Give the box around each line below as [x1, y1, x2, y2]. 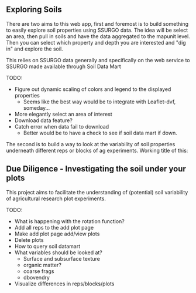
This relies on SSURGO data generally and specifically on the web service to [6, 56, 190, 63]
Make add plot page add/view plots [14, 230, 100, 237]
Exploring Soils [6, 5, 63, 15]
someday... [23, 104, 50, 111]
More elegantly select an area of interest [14, 110, 112, 117]
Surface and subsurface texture [23, 255, 101, 262]
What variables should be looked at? [14, 249, 102, 256]
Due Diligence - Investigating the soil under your [6, 164, 186, 174]
